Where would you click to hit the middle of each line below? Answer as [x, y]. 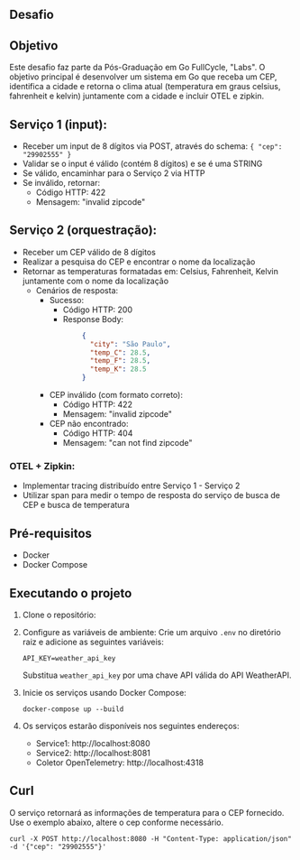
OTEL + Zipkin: [42, 466]
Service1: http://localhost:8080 [93, 743]
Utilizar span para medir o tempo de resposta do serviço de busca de [151, 495]
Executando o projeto [71, 593]
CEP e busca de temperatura [76, 505]
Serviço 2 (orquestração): [83, 231]
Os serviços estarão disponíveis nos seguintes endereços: [131, 726]
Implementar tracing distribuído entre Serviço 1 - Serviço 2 [131, 485]
